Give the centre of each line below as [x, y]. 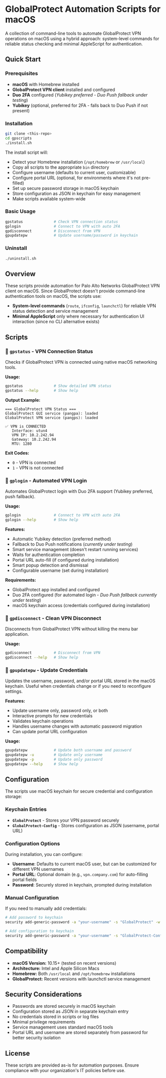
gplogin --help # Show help [42, 520]
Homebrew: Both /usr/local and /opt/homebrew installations [74, 974]
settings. [14, 692]
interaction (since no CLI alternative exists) [56, 322]
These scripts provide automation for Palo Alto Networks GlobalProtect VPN [83, 286]
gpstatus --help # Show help [42, 390]
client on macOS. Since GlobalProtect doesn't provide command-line [75, 291]
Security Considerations [44, 995]
